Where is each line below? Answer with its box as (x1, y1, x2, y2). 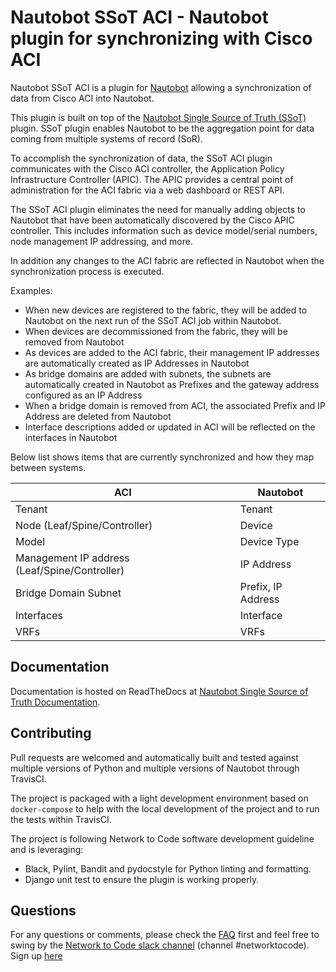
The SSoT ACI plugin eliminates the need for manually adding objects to (10, 203, 306, 215)
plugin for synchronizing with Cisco (10, 27, 313, 50)
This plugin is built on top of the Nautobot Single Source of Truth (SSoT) (10, 111, 307, 123)
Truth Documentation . (10, 696, 101, 708)
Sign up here (10, 950, 63, 962)
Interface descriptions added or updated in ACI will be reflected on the (24, 421, 316, 433)
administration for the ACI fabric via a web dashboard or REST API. (10, 184, 285, 196)
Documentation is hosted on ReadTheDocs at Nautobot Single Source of (10, 685, 309, 697)
